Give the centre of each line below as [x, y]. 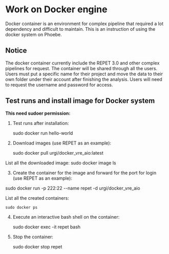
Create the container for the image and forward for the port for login [84, 173]
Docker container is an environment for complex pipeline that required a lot [84, 24]
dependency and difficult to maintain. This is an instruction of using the [80, 29]
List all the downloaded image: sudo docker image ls [61, 163]
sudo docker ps [22, 207]
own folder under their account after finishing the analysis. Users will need [84, 79]
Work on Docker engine [56, 9]
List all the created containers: [37, 198]
